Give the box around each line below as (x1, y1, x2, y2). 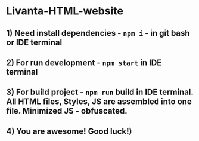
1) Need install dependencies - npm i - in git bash (6, 28, 190, 38)
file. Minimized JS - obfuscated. (6, 106, 128, 116)
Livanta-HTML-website (6, 4, 124, 18)
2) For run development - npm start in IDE (6, 57, 162, 68)
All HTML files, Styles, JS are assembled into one (6, 97, 192, 107)
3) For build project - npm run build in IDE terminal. (6, 87, 194, 97)
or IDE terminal (6, 37, 63, 47)
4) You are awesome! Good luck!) (6, 126, 132, 136)
